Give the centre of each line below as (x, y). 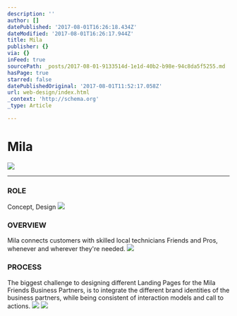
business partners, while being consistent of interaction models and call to (116, 298)
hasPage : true (28, 73)
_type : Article (30, 106)
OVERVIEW (27, 225)
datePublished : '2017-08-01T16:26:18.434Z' (72, 27)
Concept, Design (32, 207)
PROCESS (25, 267)
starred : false (30, 79)
